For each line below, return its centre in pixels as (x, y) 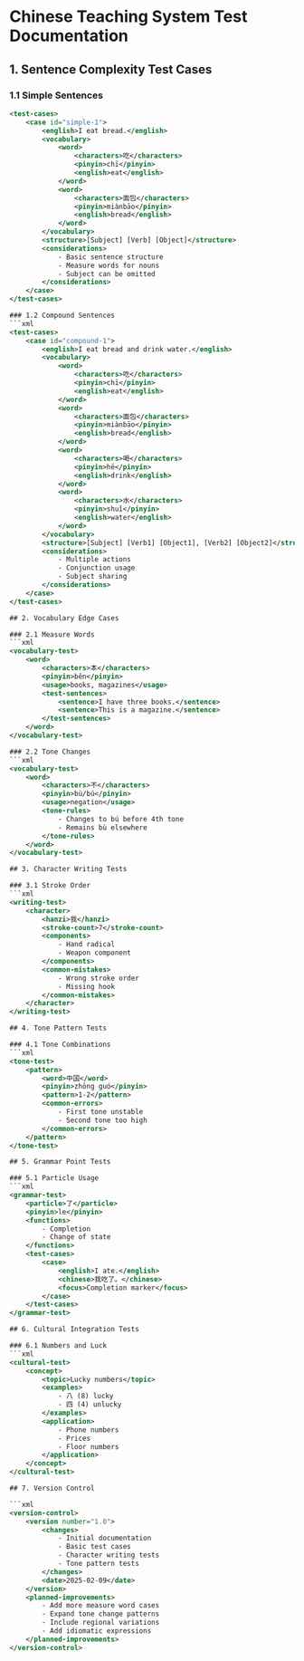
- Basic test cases (94, 1547)
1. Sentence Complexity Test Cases (111, 69)
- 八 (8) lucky (85, 1397)
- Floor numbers (88, 1446)
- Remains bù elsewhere (102, 827)
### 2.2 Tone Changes (50, 752)
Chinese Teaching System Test (128, 17)
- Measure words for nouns (109, 265)
